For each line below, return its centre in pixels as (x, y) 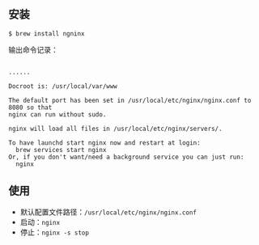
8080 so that (30, 108)
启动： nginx (40, 222)
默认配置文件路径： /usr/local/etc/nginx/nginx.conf (108, 212)
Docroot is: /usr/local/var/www (63, 86)
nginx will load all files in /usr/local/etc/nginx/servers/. (115, 129)
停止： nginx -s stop (54, 232)
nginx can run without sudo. (57, 114)
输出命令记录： (33, 49)
